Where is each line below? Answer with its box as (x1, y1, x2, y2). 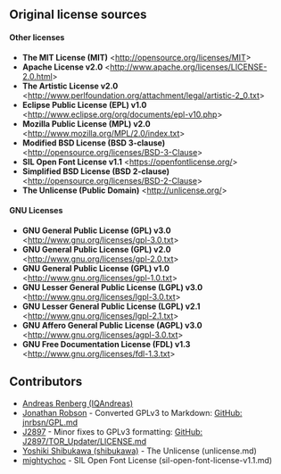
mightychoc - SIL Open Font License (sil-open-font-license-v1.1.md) (21, 454, 273, 465)
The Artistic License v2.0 (21, 80, 119, 91)
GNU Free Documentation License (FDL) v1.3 (21, 338, 191, 349)
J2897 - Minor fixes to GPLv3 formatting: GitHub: (21, 426, 203, 437)
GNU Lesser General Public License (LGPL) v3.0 (21, 281, 203, 293)
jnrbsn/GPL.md (21, 417, 79, 428)
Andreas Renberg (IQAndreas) (21, 397, 134, 409)
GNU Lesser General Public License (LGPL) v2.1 (21, 301, 201, 312)
